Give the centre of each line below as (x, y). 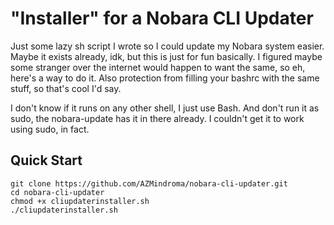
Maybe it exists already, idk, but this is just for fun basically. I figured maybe (166, 56)
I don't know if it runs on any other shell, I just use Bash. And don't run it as (165, 108)
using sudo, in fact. (50, 129)
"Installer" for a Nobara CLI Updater (162, 18)
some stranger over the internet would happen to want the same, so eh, (158, 67)
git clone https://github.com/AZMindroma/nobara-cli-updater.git (149, 183)
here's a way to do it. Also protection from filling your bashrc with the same (165, 78)
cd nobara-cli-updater (57, 192)
